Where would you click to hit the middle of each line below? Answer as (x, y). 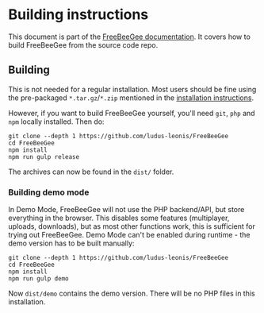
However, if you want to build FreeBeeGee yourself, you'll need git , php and (132, 113)
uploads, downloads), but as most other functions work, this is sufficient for (132, 226)
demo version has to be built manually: (71, 243)
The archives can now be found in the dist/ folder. (91, 172)
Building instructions (78, 15)
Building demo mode (49, 192)
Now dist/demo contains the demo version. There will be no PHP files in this (132, 294)
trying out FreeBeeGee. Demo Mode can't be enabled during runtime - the (129, 235)
